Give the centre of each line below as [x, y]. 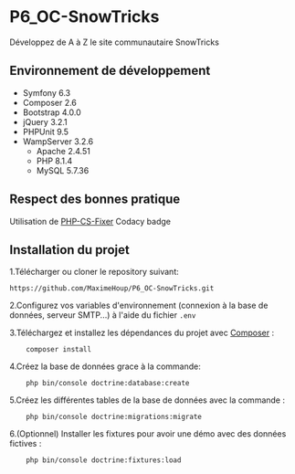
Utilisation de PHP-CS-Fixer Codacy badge [90, 221]
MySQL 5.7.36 [63, 170]
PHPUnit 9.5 [46, 132]
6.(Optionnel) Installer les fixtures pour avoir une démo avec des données [148, 434]
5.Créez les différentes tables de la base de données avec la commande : [147, 400]
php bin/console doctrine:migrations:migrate [114, 417]
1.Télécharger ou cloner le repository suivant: [95, 272]
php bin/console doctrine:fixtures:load [104, 460]
